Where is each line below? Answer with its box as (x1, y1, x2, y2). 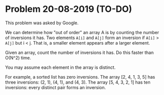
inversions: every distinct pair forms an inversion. (5, 84, 106, 90)
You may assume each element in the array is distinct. (5, 64, 116, 70)
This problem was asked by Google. (5, 20, 79, 26)
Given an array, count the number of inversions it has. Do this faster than (5, 49, 154, 55)
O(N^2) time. (5, 54, 31, 60)
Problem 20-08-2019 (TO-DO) (5, 3, 133, 15)
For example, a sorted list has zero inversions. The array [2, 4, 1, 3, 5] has (5, 74, 156, 80)
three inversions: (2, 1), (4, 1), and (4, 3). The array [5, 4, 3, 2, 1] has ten (5, 79, 151, 85)
